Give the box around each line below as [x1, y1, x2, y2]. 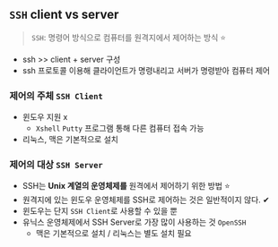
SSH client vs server [9, 7, 119, 22]
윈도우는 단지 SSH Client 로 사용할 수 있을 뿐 [22, 206, 178, 217]
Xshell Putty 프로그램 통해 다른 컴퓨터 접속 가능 [35, 123, 204, 133]
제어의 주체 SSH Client [9, 89, 103, 102]
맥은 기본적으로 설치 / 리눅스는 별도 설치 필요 [35, 228, 192, 239]
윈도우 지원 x [22, 112, 68, 123]
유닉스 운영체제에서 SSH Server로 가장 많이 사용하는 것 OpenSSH [22, 217, 247, 227]
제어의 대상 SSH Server [9, 158, 103, 171]
